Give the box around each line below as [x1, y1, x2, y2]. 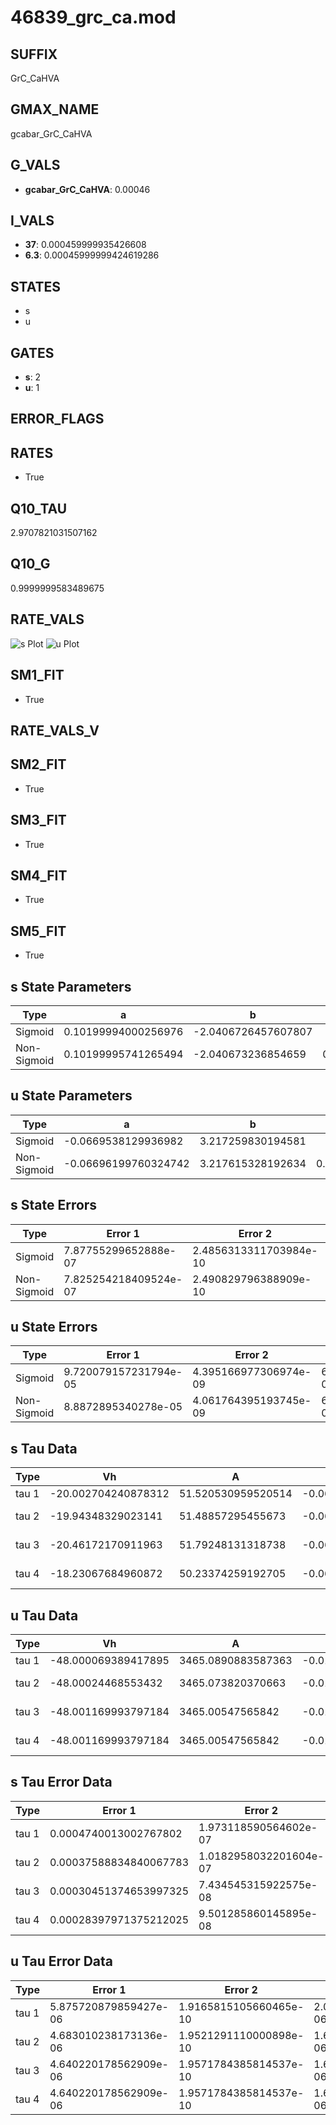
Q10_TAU [10, 500, 68, 517]
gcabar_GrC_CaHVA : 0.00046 [24, 183, 151, 195]
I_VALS [10, 212, 55, 230]
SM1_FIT [10, 667, 65, 684]
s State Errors [10, 1197, 98, 1214]
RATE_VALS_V [10, 722, 100, 739]
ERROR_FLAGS [10, 411, 105, 428]
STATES [10, 278, 62, 295]
